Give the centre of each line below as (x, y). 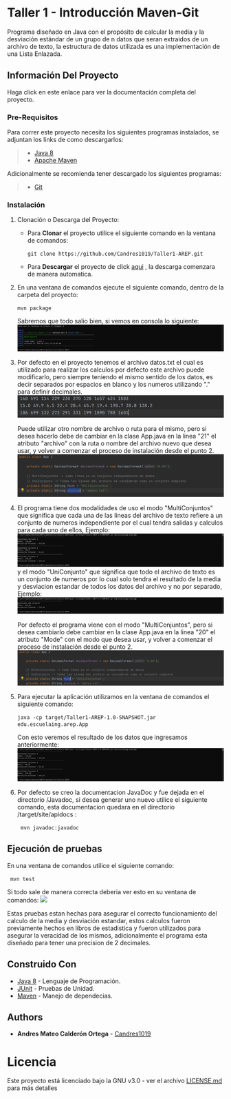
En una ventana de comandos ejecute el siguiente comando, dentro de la (120, 288)
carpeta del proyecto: (47, 295)
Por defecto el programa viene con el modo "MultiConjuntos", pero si (115, 625)
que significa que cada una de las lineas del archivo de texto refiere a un (120, 516)
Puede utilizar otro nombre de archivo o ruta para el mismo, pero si (112, 428)
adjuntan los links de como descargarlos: (65, 140)
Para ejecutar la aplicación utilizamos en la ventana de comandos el (113, 697)
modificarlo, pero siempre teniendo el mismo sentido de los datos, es (115, 376)
